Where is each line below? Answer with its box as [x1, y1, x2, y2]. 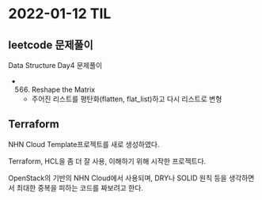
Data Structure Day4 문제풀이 [8, 61, 103, 70]
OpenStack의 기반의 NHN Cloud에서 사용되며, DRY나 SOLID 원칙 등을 [8, 173, 227, 183]
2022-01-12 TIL [8, 5, 112, 23]
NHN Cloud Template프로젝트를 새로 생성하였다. [8, 139, 160, 149]
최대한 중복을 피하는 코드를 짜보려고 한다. [16, 183, 144, 192]
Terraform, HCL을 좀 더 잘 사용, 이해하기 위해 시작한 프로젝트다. [8, 156, 207, 166]
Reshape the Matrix [31, 85, 96, 94]
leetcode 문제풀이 [8, 38, 93, 51]
